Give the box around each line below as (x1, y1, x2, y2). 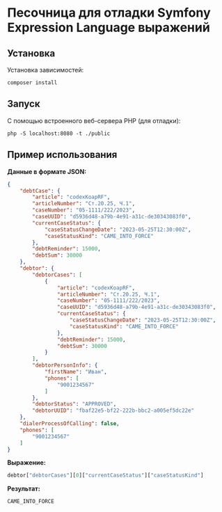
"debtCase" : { (19, 187, 61, 194)
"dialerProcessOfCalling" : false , (19, 420, 120, 427)
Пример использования (7, 149, 118, 161)
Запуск (7, 98, 40, 110)
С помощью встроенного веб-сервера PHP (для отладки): (7, 116, 181, 125)
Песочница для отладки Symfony (7, 5, 211, 21)
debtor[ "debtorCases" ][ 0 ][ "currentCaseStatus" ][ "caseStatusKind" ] (7, 472, 204, 479)
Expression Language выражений (7, 19, 210, 35)
